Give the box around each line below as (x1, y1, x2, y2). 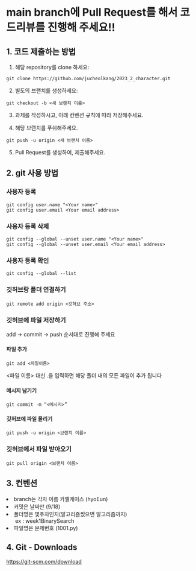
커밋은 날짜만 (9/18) (14, 503, 61, 510)
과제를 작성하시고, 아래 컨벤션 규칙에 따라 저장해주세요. (14, 112, 144, 118)
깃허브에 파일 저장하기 (6, 316, 66, 324)
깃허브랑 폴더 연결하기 (6, 286, 66, 294)
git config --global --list (6, 271, 77, 277)
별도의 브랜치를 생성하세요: (14, 87, 78, 94)
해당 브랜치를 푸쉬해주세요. (14, 124, 78, 131)
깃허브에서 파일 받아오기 (6, 445, 72, 453)
